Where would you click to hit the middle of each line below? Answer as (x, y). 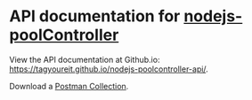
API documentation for (95, 16)
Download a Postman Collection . (69, 86)
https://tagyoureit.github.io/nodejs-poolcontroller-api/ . (109, 69)
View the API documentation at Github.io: (85, 59)
